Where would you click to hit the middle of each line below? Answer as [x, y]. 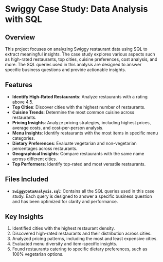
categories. [23, 138]
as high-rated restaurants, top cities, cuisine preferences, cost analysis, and [81, 59]
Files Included [27, 179]
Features [19, 85]
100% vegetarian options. [38, 254]
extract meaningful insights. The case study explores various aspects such [80, 54]
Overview [20, 37]
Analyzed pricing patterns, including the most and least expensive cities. [85, 239]
